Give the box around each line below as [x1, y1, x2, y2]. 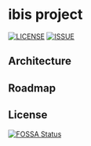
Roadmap [8, 81, 56, 95]
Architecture [8, 54, 72, 68]
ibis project [8, 6, 83, 24]
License [8, 108, 48, 122]
